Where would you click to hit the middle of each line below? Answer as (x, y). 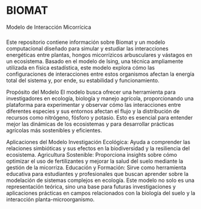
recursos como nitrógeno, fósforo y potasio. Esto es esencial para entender (100, 117)
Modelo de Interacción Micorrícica (49, 27)
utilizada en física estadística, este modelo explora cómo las (80, 67)
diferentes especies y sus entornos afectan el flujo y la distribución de (93, 111)
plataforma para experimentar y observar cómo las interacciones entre (94, 104)
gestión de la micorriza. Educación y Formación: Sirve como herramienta (96, 167)
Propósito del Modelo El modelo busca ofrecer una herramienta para (91, 92)
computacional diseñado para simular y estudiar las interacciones (88, 48)
